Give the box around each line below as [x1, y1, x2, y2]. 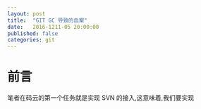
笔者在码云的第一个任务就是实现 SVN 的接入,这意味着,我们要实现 [7, 94, 195, 102]
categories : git [7, 37, 55, 44]
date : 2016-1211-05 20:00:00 [7, 23, 99, 30]
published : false [7, 30, 59, 37]
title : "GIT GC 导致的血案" [7, 17, 88, 24]
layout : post [7, 10, 46, 18]
